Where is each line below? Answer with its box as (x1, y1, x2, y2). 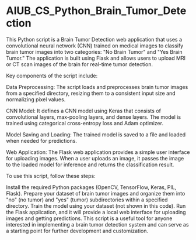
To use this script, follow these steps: (6, 172, 96, 179)
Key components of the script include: (6, 72, 98, 79)
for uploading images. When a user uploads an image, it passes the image (6, 155, 184, 162)
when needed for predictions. (6, 137, 78, 144)
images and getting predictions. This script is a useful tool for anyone (6, 215, 173, 222)
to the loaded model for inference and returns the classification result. (6, 161, 174, 168)
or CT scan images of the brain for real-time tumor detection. (6, 60, 153, 68)
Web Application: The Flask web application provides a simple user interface (6, 148, 190, 156)
